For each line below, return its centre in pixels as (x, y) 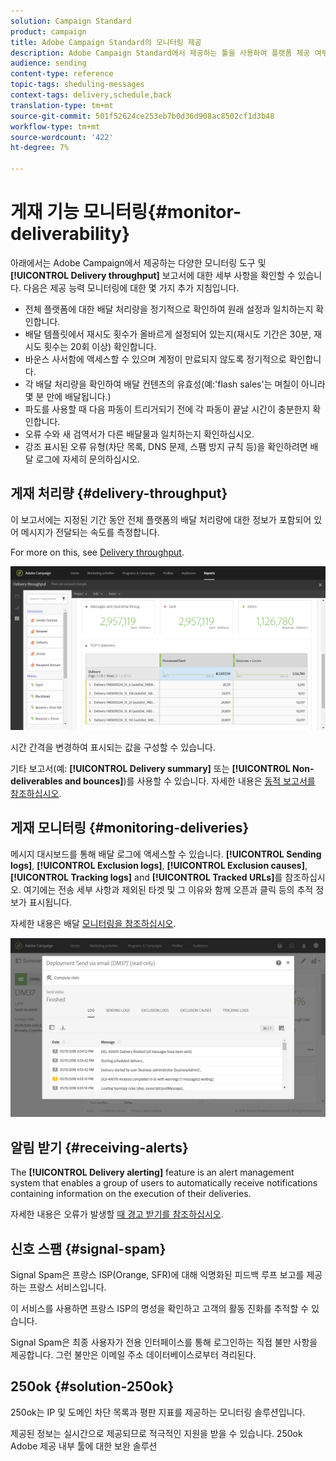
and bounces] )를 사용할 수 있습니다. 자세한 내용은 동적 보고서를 (190, 781)
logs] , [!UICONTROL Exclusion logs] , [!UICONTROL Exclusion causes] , (159, 865)
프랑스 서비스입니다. (67, 1287)
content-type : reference (62, 74)
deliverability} (70, 234)
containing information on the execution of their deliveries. (131, 1194)
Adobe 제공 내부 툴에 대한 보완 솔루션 (84, 1446)
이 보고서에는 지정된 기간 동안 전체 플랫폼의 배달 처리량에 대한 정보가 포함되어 (161, 519)
